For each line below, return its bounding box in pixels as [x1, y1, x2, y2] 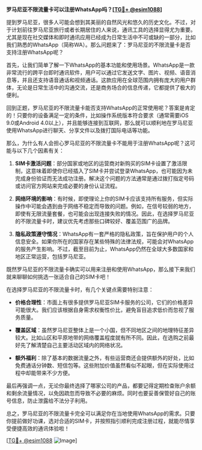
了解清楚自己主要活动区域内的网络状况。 [25, 342, 126, 348]
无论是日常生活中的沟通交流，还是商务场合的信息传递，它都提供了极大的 [16, 84, 196, 91]
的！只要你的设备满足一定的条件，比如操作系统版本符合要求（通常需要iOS [6, 112, 189, 119]
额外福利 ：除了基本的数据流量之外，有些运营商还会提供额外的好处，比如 [14, 354, 194, 361]
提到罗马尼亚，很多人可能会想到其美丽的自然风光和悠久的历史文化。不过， [6, 19, 191, 26]
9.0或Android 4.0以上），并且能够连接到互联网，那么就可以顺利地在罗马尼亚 [6, 120, 194, 126]
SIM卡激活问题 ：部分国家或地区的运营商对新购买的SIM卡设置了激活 [14, 160, 182, 167]
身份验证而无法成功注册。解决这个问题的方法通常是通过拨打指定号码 [25, 175, 194, 182]
